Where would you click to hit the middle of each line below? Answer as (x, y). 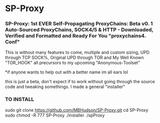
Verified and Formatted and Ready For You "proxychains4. (76, 36)
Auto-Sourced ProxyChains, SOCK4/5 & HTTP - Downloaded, (79, 30)
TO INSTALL (20, 99)
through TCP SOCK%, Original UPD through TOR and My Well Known (74, 58)
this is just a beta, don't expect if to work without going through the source (80, 82)
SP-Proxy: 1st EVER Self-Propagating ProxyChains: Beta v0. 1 (79, 24)
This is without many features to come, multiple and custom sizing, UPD (77, 53)
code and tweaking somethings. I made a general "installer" (65, 87)
